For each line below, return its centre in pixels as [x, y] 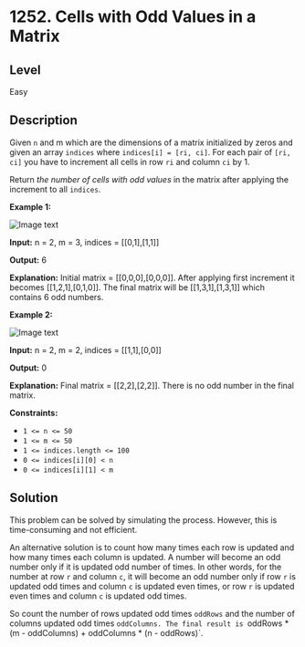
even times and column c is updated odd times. [98, 596]
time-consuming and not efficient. [74, 529]
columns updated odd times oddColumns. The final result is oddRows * [149, 623]
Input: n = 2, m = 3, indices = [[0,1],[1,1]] [84, 242]
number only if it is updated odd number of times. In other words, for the [146, 567]
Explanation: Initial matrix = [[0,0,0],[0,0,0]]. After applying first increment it [152, 277]
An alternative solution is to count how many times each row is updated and [152, 547]
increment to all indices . [55, 189]
